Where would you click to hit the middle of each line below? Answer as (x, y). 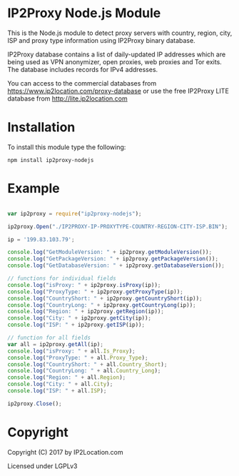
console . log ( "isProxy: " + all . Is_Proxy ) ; (71, 351)
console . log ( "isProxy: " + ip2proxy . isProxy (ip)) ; (84, 285)
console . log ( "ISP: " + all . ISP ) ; (57, 391)
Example (34, 189)
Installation (41, 127)
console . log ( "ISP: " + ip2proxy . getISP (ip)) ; (76, 325)
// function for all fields (49, 338)
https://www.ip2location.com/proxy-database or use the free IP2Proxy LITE (118, 91)
